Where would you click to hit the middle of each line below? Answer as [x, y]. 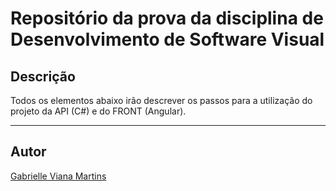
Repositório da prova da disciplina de [167, 18]
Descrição [43, 76]
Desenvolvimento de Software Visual [167, 39]
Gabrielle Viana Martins [58, 176]
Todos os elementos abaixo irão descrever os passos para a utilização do [161, 100]
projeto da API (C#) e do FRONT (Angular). [98, 111]
